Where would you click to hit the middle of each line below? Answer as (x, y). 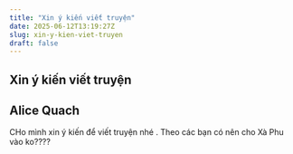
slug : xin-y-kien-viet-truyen (66, 34)
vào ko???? (30, 142)
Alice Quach (44, 111)
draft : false (34, 43)
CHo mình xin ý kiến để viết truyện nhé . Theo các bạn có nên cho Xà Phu (147, 132)
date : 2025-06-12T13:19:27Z (62, 26)
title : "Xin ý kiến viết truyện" (72, 18)
